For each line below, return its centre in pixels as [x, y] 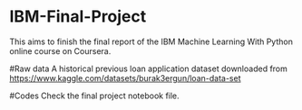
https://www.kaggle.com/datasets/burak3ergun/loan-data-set [125, 78]
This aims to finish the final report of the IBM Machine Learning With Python [151, 41]
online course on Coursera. [60, 50]
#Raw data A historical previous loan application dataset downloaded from [149, 69]
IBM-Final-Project [78, 17]
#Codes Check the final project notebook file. [94, 96]
